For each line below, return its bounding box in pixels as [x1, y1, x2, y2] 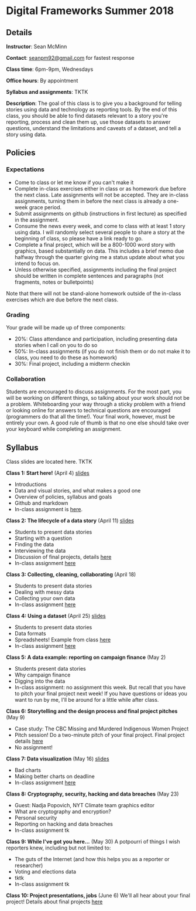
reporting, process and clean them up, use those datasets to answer [6, 118, 171, 125]
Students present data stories [14, 665, 86, 672]
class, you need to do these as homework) [14, 353, 118, 361]
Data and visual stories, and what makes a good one [14, 487, 141, 494]
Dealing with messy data [14, 589, 74, 596]
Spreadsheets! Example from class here [14, 636, 111, 643]
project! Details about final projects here [6, 898, 103, 905]
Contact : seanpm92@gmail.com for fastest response [6, 55, 135, 61]
